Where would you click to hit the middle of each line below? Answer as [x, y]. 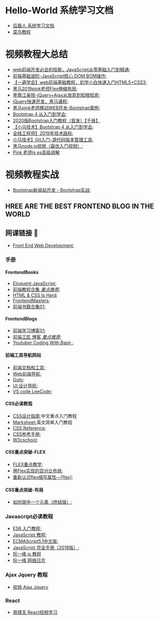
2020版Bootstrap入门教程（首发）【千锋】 [56, 120]
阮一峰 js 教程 [27, 554]
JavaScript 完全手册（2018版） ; [46, 548]
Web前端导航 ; [27, 374]
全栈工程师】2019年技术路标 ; [43, 133]
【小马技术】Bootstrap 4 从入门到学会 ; [53, 127]
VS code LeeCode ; [32, 391]
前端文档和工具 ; [29, 367]
